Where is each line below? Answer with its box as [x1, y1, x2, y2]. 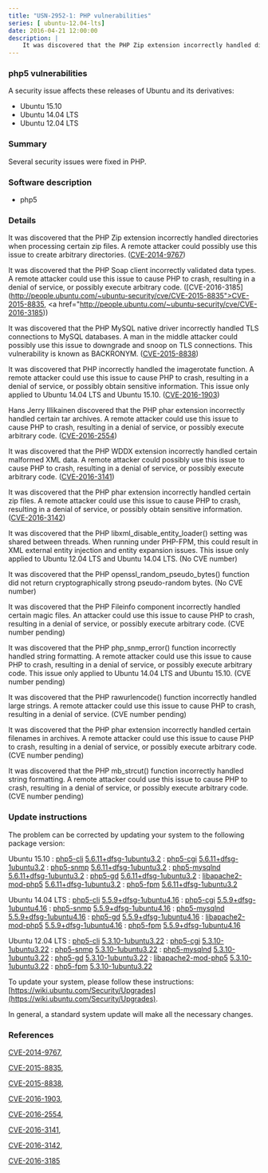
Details [8, 214, 37, 226]
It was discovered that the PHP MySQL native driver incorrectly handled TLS [8, 323, 259, 333]
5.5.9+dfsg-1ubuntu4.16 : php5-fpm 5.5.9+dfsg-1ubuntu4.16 [45, 920, 241, 930]
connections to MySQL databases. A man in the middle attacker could [8, 332, 238, 342]
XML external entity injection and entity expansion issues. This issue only [8, 546, 250, 555]
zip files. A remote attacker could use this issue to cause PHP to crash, [8, 496, 241, 506]
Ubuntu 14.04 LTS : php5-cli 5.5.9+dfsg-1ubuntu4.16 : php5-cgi [8, 895, 215, 904]
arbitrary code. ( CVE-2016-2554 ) [8, 431, 117, 441]
